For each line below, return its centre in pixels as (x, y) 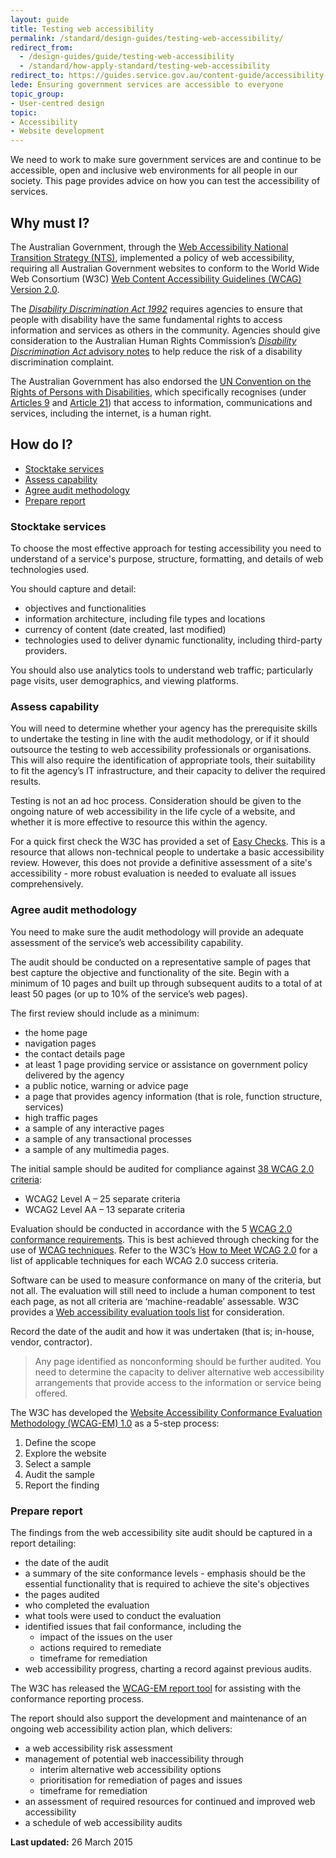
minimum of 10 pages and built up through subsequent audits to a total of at (166, 983)
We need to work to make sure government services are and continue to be (166, 160)
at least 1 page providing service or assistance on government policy (166, 1064)
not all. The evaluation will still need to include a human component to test (163, 1290)
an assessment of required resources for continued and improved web (170, 1801)
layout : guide (40, 19)
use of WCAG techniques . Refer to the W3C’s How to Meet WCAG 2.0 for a (164, 1250)
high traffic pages (61, 1117)
